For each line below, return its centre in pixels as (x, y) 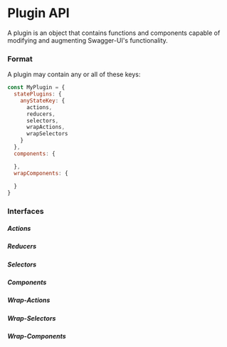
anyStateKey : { (43, 100)
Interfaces (26, 212)
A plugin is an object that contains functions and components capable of (114, 33)
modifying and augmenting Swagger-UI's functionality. (88, 40)
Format (20, 58)
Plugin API (38, 13)
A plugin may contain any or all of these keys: (74, 74)
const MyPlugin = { (36, 88)
